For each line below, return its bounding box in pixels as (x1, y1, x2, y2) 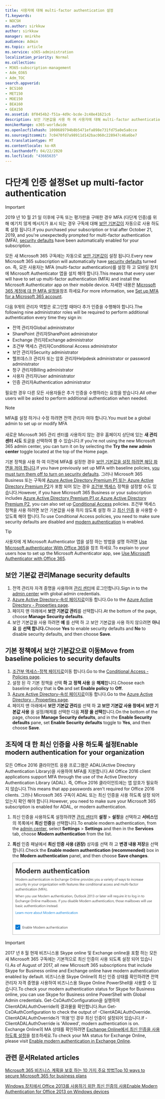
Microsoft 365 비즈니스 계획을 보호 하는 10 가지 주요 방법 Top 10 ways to (5, 1067, 145, 1073)
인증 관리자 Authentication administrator (12, 379, 91, 385)
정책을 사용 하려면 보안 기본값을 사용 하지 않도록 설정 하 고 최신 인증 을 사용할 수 (5, 507, 158, 513)
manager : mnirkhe (5, 34, 41, 39)
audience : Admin (5, 39, 38, 44)
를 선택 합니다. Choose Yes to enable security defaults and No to (17, 625, 146, 631)
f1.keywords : (5, 13, 32, 18)
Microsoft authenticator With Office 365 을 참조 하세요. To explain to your (5, 545, 149, 551)
